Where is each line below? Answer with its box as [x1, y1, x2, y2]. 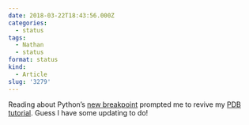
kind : [8, 63, 26, 71]
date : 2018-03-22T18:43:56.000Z [8, 11, 115, 20]
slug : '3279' [8, 78, 51, 85]
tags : [8, 33, 26, 42]
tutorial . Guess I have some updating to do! [8, 108, 149, 117]
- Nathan [15, 41, 44, 49]
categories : [8, 19, 47, 27]
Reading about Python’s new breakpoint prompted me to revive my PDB [8, 100, 241, 109]
